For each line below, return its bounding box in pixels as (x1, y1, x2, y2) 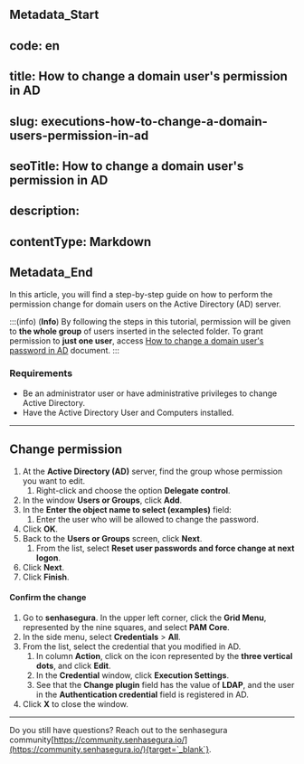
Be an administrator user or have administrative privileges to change (22, 388, 278, 399)
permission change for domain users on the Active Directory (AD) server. (9, 298, 282, 309)
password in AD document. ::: (9, 344, 120, 355)
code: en (9, 38, 61, 53)
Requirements (9, 367, 73, 380)
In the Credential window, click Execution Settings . (35, 669, 229, 681)
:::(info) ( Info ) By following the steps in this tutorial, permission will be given (9, 316, 291, 326)
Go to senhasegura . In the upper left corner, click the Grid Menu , (22, 612, 267, 623)
